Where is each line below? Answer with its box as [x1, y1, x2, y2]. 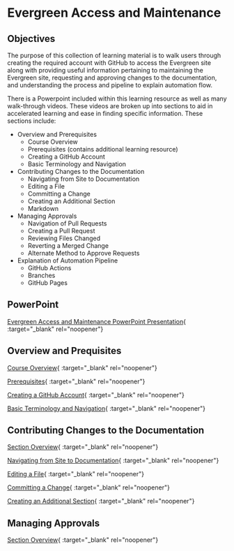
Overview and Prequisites [7, 345, 122, 357]
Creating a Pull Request [27, 227, 95, 235]
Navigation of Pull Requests [27, 219, 107, 228]
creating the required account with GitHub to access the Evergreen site [7, 59, 211, 67]
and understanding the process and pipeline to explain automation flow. [7, 81, 212, 89]
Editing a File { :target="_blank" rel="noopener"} [7, 470, 145, 478]
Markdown [27, 205, 59, 212]
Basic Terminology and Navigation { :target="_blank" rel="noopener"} [7, 404, 206, 413]
